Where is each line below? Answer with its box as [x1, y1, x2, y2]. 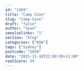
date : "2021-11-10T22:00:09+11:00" [5, 53, 79, 59]
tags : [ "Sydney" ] [5, 44, 41, 49]
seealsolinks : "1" [5, 30, 43, 35]
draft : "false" [5, 21, 37, 26]
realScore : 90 [5, 58, 35, 63]
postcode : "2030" [5, 49, 41, 54]
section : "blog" [5, 35, 39, 40]
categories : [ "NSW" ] [5, 40, 48, 45]
